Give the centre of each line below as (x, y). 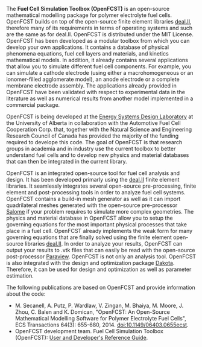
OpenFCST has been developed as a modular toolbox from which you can (98, 41)
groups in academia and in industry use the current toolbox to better (91, 148)
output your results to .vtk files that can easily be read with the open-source (101, 250)
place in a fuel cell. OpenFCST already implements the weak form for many (99, 231)
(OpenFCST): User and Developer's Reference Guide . (81, 338)
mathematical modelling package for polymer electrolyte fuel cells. (89, 15)
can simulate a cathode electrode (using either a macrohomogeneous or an (100, 73)
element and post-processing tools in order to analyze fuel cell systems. (96, 192)
